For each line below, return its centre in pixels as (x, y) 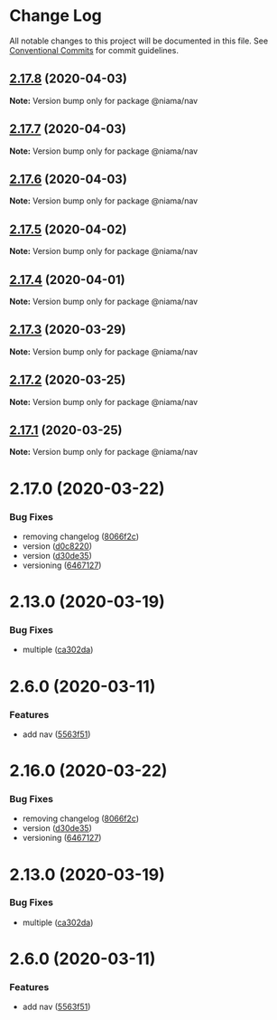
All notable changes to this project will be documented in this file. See (139, 41)
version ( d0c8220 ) (57, 546)
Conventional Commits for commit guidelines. (94, 50)
